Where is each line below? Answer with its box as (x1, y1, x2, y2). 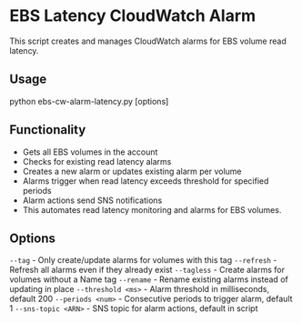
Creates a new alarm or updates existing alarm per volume (22, 166, 243, 177)
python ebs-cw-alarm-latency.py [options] (9, 96, 169, 106)
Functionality (9, 122, 86, 137)
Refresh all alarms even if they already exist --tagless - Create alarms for (9, 265, 285, 276)
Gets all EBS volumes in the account (22, 146, 158, 157)
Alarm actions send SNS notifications (22, 195, 163, 206)
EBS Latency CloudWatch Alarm (9, 5, 257, 26)
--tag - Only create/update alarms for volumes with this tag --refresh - (9, 255, 277, 266)
